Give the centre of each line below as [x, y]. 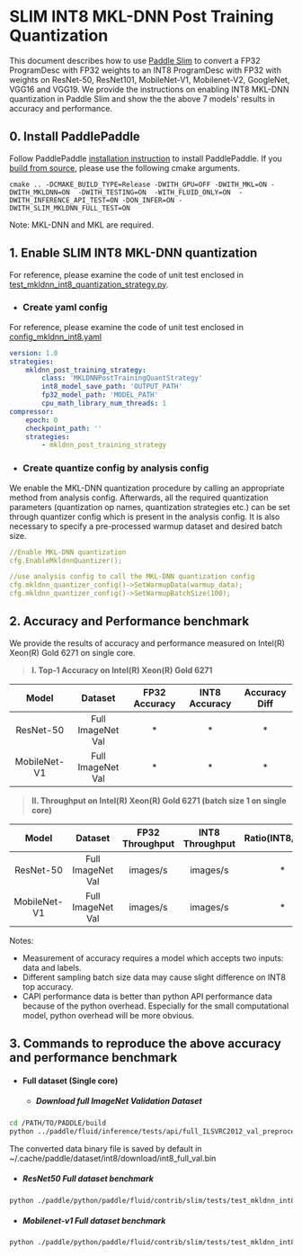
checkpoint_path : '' [64, 428]
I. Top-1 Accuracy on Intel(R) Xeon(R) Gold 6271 [122, 670]
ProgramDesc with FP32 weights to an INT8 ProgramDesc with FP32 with [145, 70]
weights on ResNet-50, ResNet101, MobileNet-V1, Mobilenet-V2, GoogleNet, [150, 79]
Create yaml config [65, 308]
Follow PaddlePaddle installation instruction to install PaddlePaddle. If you [146, 158]
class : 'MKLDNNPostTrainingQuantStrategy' [122, 378]
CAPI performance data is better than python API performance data [147, 996]
